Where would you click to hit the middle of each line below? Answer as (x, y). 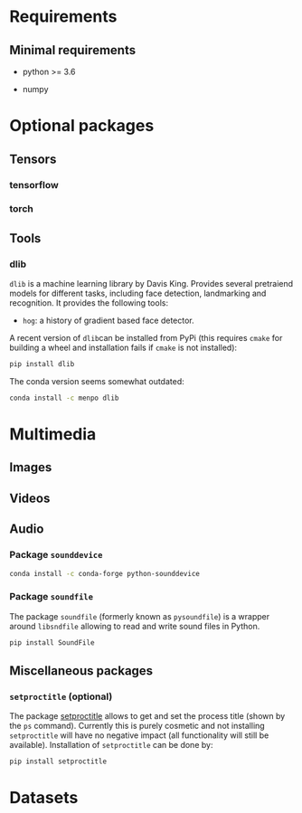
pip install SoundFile (52, 643)
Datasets (44, 798)
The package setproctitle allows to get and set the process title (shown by (147, 716)
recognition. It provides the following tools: (89, 303)
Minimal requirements (73, 50)
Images (31, 468)
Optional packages (82, 126)
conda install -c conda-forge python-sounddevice (105, 573)
